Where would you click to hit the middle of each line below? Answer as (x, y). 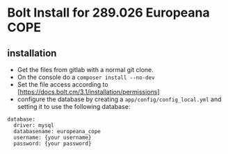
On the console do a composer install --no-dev (86, 77)
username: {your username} (52, 137)
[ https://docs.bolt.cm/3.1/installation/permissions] (88, 92)
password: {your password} (52, 144)
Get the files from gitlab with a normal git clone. (85, 70)
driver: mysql (34, 126)
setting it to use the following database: (74, 106)
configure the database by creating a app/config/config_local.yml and (119, 99)
